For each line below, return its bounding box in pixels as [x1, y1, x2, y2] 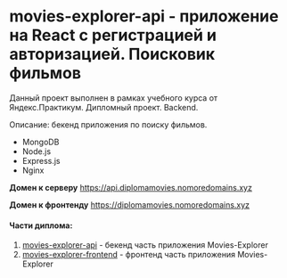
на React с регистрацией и [9, 25, 217, 45]
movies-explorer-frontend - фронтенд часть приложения [21, 249, 236, 260]
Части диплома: [9, 220, 73, 231]
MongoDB [21, 136, 60, 147]
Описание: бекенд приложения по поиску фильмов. [9, 119, 208, 130]
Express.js [21, 155, 61, 166]
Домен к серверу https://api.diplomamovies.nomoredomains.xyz [9, 182, 252, 192]
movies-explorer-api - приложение [9, 6, 279, 27]
